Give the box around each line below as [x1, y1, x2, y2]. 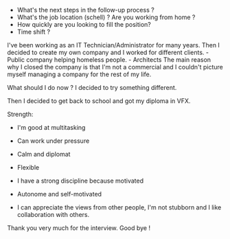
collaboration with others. [16, 211, 90, 218]
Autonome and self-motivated [16, 190, 102, 198]
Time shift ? [16, 27, 51, 36]
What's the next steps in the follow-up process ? [16, 6, 154, 14]
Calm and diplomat [16, 150, 71, 158]
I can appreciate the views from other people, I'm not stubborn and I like [16, 203, 222, 212]
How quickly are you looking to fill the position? [16, 21, 151, 28]
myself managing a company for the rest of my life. [7, 70, 152, 78]
